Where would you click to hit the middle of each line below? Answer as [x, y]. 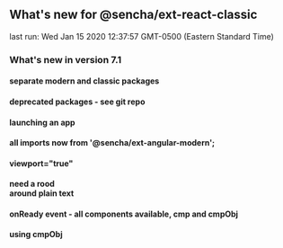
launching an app [42, 122]
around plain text [42, 193]
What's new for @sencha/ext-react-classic [133, 15]
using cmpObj [36, 235]
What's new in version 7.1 [66, 59]
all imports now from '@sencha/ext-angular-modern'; [112, 143]
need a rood [32, 184]
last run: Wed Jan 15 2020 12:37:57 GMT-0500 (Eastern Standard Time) [141, 36]
